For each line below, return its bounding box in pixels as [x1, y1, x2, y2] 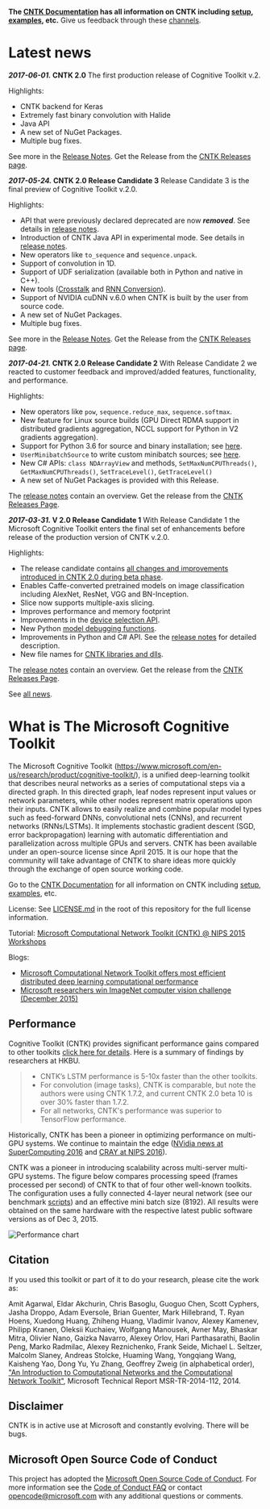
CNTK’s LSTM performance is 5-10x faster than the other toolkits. [39, 1071, 258, 1081]
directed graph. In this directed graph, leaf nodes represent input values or [8, 787, 256, 796]
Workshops [8, 936, 47, 947]
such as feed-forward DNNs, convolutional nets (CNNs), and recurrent [8, 813, 243, 822]
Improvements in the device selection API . [19, 615, 160, 625]
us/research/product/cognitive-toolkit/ [8, 770, 136, 780]
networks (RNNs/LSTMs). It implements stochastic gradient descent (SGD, [8, 821, 256, 830]
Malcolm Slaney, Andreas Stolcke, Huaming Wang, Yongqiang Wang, [8, 1350, 237, 1360]
